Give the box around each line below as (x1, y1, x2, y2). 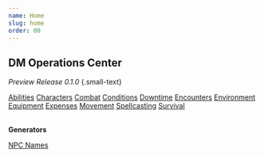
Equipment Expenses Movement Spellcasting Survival (8, 101, 185, 111)
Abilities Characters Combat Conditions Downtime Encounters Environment (8, 92, 256, 102)
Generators (8, 125, 47, 135)
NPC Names (8, 140, 49, 150)
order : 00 (8, 26, 41, 34)
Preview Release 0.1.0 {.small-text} (8, 77, 122, 87)
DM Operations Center (8, 56, 122, 69)
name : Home (8, 11, 45, 20)
